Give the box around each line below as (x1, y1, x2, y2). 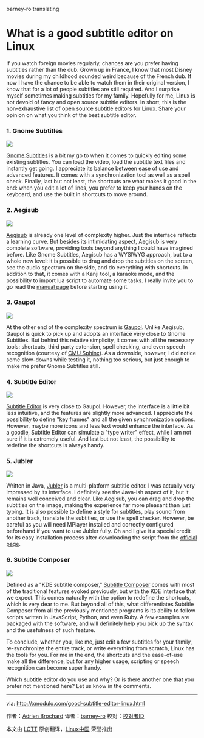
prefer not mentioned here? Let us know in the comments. (6, 682, 152, 689)
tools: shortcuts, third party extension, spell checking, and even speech (6, 342, 185, 350)
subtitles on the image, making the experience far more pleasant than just (6, 502, 191, 509)
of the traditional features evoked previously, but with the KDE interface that (6, 587, 196, 595)
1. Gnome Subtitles (6, 126, 63, 135)
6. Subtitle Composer (6, 556, 70, 564)
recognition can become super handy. (6, 664, 102, 671)
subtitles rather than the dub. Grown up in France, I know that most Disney (6, 66, 192, 73)
